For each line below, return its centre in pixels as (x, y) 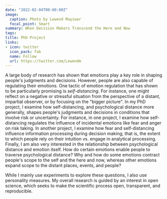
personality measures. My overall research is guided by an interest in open (82, 180)
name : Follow (23, 56)
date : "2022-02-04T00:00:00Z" (37, 10)
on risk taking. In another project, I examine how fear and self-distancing (80, 128)
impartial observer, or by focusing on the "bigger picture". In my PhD (76, 102)
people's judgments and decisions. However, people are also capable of (79, 80)
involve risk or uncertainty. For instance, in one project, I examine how (77, 117)
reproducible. (19, 191)
